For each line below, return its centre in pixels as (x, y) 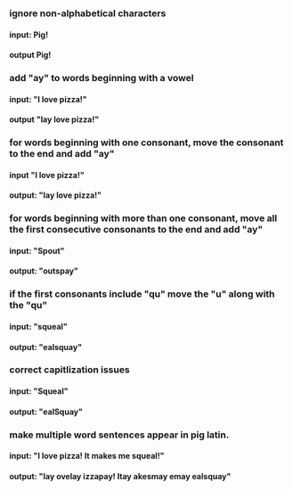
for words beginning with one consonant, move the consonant (146, 143)
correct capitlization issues (70, 370)
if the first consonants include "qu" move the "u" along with (142, 294)
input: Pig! (29, 35)
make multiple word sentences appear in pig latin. (119, 435)
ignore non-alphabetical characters (88, 13)
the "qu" (28, 306)
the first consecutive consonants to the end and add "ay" (136, 230)
